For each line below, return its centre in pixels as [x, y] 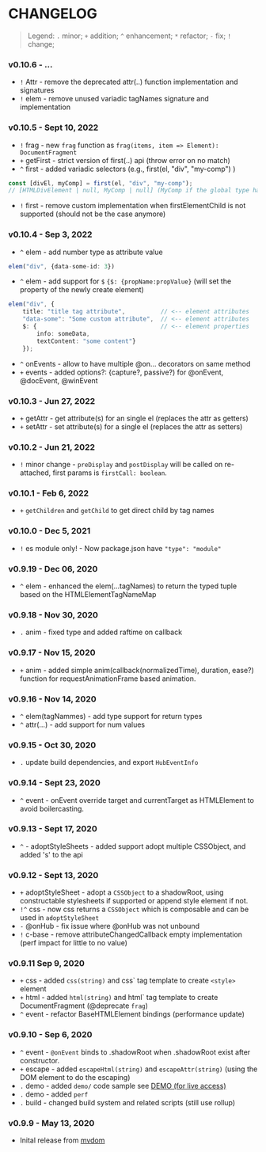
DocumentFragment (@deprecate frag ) [84, 1006]
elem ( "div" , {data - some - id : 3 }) [61, 266]
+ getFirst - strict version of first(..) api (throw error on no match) [125, 160]
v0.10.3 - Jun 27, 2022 [52, 401]
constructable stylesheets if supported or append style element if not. [134, 901]
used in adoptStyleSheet [59, 918]
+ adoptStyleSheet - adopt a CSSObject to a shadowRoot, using [122, 892]
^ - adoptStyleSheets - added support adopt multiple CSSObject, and [133, 846]
